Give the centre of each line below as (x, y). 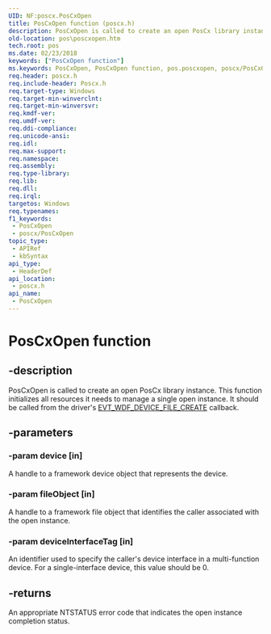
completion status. (39, 621)
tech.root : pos (34, 46)
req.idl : (23, 143)
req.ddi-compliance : (43, 128)
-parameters (41, 433)
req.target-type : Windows (52, 91)
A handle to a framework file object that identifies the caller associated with (134, 512)
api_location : (32, 279)
